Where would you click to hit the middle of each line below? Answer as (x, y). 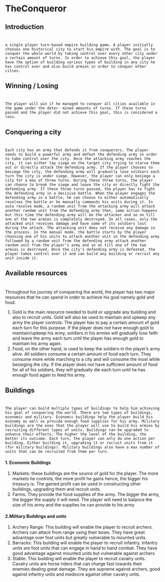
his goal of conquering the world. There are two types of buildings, (79, 413)
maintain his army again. (37, 343)
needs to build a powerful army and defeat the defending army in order (81, 154)
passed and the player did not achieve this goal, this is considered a (81, 113)
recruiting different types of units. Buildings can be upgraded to (77, 430)
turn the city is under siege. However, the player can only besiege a (80, 176)
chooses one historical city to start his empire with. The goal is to (80, 49)
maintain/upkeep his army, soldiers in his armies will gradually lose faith (85, 333)
